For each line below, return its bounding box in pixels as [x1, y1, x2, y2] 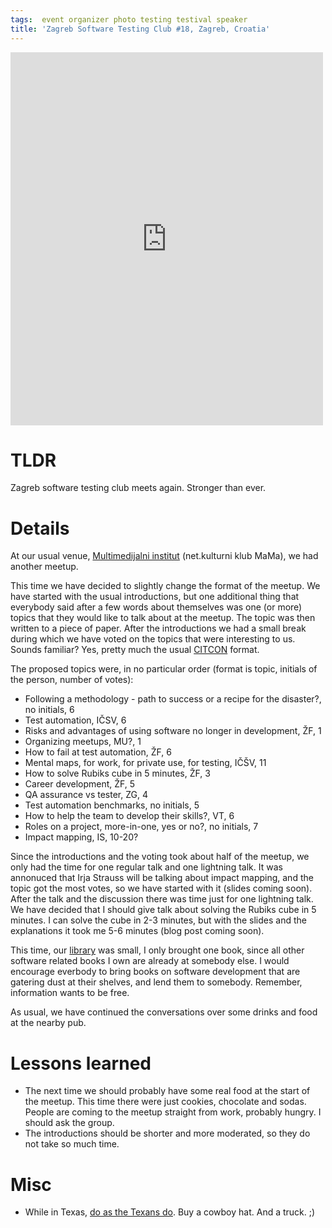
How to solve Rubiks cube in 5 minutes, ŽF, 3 [24, 767, 211, 780]
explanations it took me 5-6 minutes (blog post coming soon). [10, 925, 265, 937]
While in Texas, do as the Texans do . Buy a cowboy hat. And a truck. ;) [24, 1206, 316, 1218]
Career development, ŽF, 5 [24, 778, 136, 790]
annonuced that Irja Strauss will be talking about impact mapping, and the [10, 872, 314, 884]
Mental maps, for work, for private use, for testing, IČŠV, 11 [24, 757, 267, 769]
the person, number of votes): [10, 674, 134, 686]
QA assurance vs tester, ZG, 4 [24, 789, 148, 801]
